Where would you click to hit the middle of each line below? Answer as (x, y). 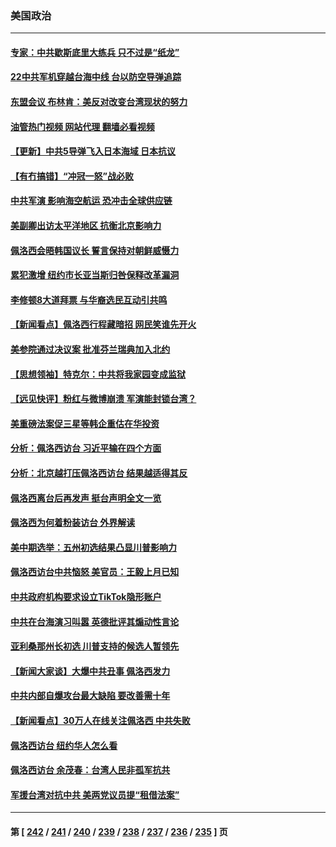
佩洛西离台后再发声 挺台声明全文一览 (86, 498)
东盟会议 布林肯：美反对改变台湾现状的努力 (99, 102)
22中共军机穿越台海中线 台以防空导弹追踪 (96, 77)
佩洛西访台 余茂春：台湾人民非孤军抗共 (90, 770)
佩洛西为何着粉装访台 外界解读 (73, 523)
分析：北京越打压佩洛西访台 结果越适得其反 (99, 473)
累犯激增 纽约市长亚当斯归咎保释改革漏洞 (95, 275)
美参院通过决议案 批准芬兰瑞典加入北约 (90, 349)
